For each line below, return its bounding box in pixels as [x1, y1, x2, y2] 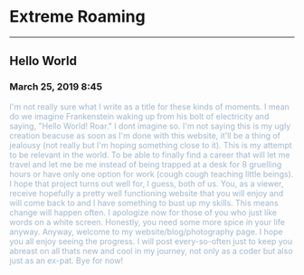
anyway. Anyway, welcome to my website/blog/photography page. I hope [9, 226, 283, 237]
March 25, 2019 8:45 [9, 81, 102, 93]
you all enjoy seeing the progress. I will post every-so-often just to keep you [9, 235, 292, 246]
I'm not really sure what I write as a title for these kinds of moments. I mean [9, 101, 290, 112]
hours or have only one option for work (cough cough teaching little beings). [9, 168, 294, 179]
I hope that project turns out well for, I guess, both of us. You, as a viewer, [9, 178, 284, 189]
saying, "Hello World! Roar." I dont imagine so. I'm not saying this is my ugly [9, 120, 291, 131]
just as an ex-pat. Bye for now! [9, 255, 124, 266]
